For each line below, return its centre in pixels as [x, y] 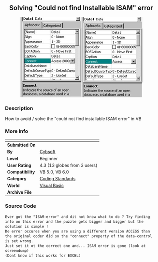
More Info [17, 131]
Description [19, 108]
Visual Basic [52, 185]
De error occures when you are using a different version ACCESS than [78, 231]
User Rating [19, 165]
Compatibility [21, 172]
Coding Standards [57, 179]
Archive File [19, 192]
